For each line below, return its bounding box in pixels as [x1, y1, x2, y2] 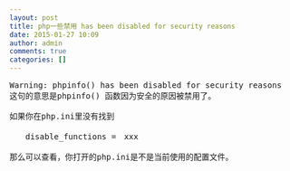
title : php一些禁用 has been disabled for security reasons [9, 22, 236, 31]
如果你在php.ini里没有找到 [9, 111, 115, 121]
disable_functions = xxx [24, 132, 139, 141]
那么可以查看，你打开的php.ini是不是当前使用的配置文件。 [9, 152, 234, 162]
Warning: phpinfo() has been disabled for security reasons [9, 81, 283, 90]
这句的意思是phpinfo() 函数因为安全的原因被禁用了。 [9, 91, 217, 100]
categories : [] [9, 55, 67, 64]
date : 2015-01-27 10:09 [9, 30, 100, 39]
